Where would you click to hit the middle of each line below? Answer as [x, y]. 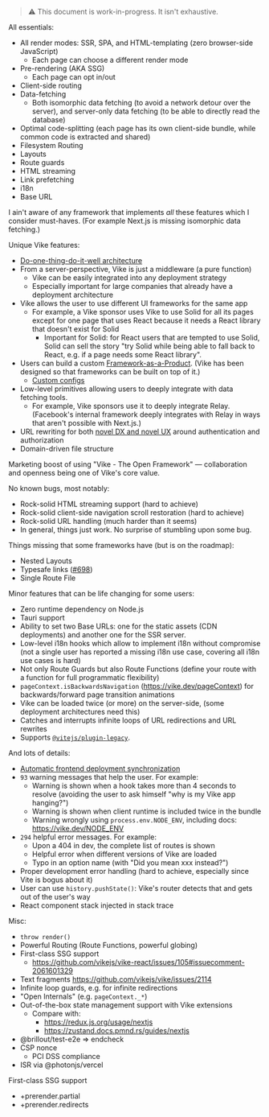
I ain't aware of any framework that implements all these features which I [129, 212]
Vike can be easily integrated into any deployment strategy [129, 278]
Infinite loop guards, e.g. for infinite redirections [99, 988]
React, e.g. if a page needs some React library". [123, 354]
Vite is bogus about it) [56, 880]
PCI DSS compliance [66, 1056]
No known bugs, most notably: [59, 488]
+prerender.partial [50, 1096]
